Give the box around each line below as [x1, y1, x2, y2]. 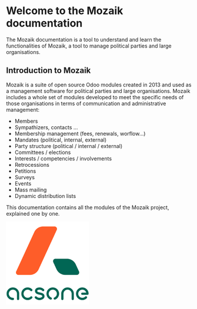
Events [14, 180, 32, 187]
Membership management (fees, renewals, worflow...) [14, 130, 146, 137]
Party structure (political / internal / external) [14, 142, 123, 149]
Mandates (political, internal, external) [14, 136, 107, 143]
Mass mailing [14, 186, 47, 193]
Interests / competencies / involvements [14, 154, 112, 162]
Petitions [14, 167, 36, 174]
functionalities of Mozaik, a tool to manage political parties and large [6, 42, 172, 49]
